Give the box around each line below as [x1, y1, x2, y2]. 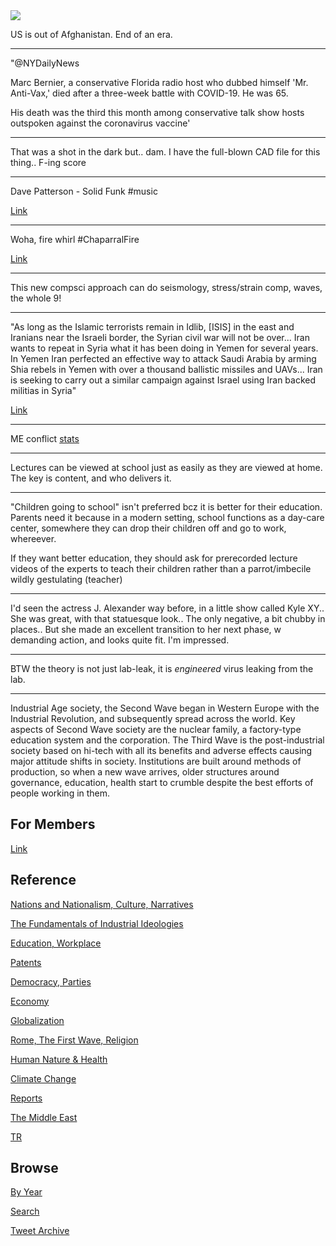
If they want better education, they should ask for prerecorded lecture [10, 552, 298, 564]
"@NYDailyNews [10, 57, 80, 69]
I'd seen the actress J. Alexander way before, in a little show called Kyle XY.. [10, 602, 325, 614]
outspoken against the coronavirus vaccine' [10, 117, 191, 129]
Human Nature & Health [10, 1053, 108, 1065]
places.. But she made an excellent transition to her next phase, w [10, 624, 282, 635]
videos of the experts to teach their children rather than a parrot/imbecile [10, 563, 312, 574]
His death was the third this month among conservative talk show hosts [10, 107, 305, 118]
